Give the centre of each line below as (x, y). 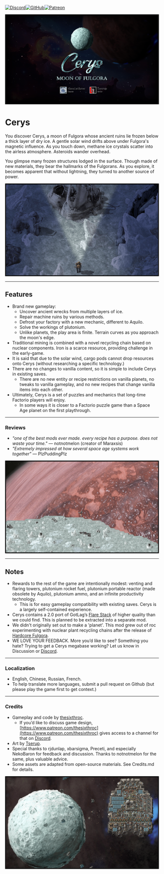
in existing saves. (30, 374)
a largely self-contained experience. (56, 610)
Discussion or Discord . (35, 651)
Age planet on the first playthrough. (55, 410)
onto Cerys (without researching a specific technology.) (68, 363)
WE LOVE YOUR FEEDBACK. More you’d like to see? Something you (80, 641)
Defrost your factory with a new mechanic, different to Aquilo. (82, 322)
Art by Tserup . (27, 743)
